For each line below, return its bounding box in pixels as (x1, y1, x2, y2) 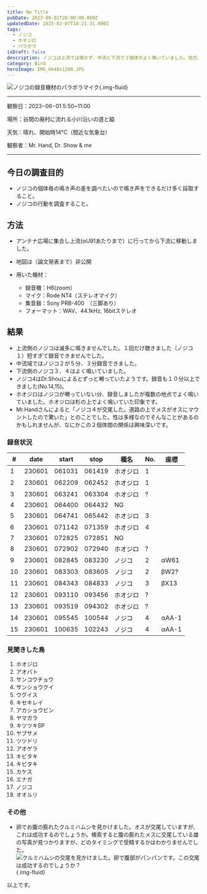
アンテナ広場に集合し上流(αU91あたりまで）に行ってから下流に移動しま (15, 237, 198, 245)
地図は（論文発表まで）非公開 (15, 258, 92, 265)
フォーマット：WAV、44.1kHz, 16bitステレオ (25, 307, 137, 314)
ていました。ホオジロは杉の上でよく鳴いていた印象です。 (15, 398, 161, 406)
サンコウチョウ (15, 676, 54, 683)
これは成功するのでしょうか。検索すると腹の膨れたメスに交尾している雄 (15, 831, 199, 838)
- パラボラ (12, 44, 37, 50)
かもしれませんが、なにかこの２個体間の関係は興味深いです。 (15, 421, 171, 428)
